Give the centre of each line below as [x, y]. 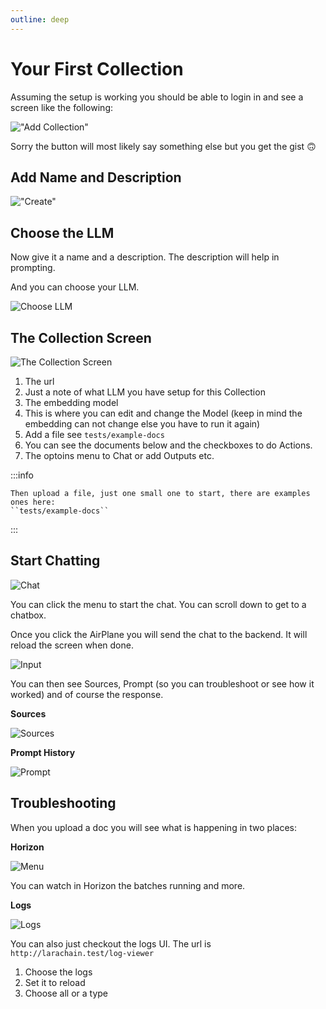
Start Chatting [55, 561]
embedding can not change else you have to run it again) [142, 424]
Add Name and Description [96, 177]
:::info [22, 475]
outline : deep [40, 19]
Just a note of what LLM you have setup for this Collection [145, 392]
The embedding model [71, 402]
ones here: [33, 502]
